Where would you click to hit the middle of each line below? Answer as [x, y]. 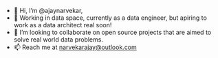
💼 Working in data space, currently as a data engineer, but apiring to [110, 18]
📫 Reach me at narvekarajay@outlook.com [75, 47]
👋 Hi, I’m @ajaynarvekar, [48, 11]
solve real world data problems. [58, 40]
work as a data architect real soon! [63, 25]
